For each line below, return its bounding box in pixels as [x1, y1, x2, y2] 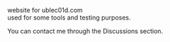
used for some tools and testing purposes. [7, 13, 131, 22]
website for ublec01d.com [7, 6, 83, 14]
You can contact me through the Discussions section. [7, 27, 164, 35]
